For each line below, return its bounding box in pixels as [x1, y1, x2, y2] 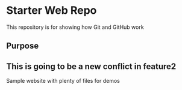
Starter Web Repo [6, 4, 97, 17]
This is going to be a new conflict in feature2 [6, 61, 177, 71]
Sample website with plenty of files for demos [6, 77, 121, 85]
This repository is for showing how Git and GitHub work [6, 23, 144, 31]
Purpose [6, 41, 39, 51]
